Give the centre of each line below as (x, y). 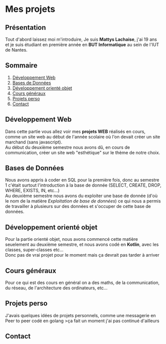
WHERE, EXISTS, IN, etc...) (32, 191)
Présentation (26, 28)
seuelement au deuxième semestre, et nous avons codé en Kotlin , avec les (82, 245)
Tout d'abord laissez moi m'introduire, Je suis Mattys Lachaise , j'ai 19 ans (81, 39)
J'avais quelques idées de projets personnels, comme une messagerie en (81, 315)
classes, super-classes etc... (34, 250)
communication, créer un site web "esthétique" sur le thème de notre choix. (83, 152)
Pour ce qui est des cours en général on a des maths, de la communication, (83, 283)
